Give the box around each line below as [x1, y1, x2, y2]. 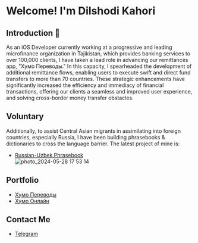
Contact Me [6, 214, 51, 225]
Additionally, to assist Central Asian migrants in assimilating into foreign [6, 127, 181, 135]
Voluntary [6, 111, 44, 121]
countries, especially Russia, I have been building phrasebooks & [6, 133, 165, 141]
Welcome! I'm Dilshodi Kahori [6, 4, 156, 18]
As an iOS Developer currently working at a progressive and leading [6, 43, 172, 51]
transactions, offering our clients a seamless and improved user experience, [6, 88, 193, 95]
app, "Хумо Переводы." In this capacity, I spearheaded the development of [6, 63, 192, 70]
